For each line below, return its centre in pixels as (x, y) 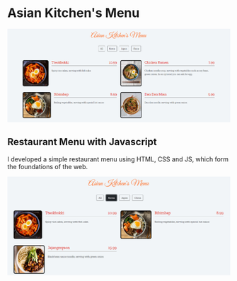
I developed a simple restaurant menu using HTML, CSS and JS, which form (118, 159)
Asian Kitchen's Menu (74, 13)
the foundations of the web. (48, 166)
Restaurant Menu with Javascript (82, 142)
